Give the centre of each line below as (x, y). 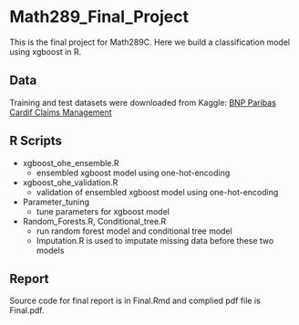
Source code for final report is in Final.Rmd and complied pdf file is (135, 301)
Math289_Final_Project (99, 17)
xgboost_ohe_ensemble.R (71, 162)
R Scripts (36, 141)
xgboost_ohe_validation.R (70, 182)
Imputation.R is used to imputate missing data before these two (155, 240)
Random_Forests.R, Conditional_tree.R (94, 221)
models (50, 250)
